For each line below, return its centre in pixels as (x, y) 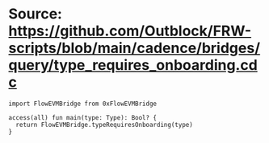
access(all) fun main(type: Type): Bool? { (83, 117)
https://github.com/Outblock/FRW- (130, 31)
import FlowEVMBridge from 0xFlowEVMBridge (83, 104)
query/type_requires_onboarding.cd (133, 65)
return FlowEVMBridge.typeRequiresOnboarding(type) (105, 125)
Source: (36, 14)
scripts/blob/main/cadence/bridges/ (134, 48)
